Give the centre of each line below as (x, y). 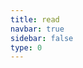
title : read (35, 19)
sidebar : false (42, 38)
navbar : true (37, 29)
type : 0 (26, 47)
